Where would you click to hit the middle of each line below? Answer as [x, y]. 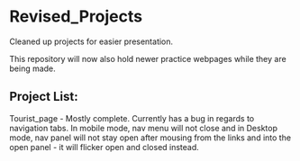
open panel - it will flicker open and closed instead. [105, 147]
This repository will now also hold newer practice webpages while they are [148, 58]
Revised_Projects [76, 17]
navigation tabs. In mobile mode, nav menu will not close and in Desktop [143, 128]
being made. [32, 68]
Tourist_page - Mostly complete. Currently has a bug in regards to [132, 118]
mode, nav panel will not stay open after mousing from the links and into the [150, 138]
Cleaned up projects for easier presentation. [91, 41]
